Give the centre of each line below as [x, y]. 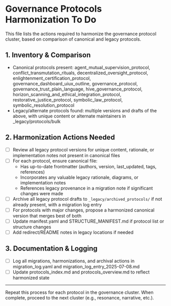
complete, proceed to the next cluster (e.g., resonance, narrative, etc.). [80, 297]
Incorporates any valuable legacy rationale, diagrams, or [79, 177]
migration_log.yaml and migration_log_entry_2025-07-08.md [76, 266]
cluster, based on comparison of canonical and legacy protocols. [73, 39]
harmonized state [31, 278]
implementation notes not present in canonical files [66, 155]
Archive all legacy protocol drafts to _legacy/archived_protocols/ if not [87, 199]
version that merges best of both [47, 216]
